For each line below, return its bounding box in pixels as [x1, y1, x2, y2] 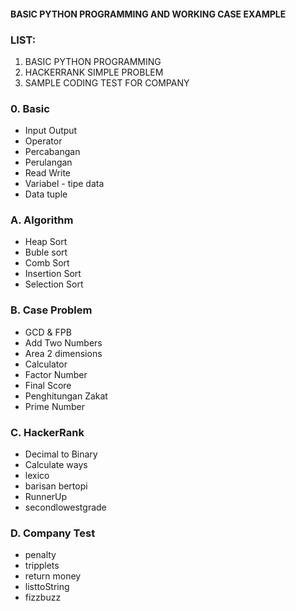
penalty [24, 549, 57, 561]
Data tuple [24, 188, 68, 200]
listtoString [24, 581, 70, 593]
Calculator [24, 358, 68, 370]
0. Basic [10, 101, 50, 115]
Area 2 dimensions [24, 347, 103, 359]
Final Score [24, 379, 72, 391]
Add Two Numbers [24, 336, 103, 349]
